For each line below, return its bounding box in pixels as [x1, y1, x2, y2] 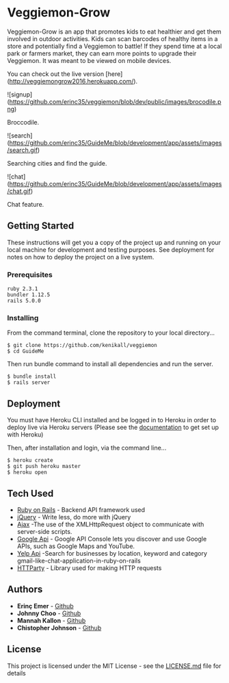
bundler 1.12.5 [7, 292, 51, 298]
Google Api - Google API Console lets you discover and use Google [16, 534, 207, 543]
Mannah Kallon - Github [16, 616, 86, 624]
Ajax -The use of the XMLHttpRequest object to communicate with [16, 520, 204, 528]
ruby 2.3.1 [7, 285, 38, 292]
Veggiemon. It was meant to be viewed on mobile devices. [7, 56, 172, 64]
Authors [7, 584, 43, 595]
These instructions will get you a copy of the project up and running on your [7, 238, 221, 246]
